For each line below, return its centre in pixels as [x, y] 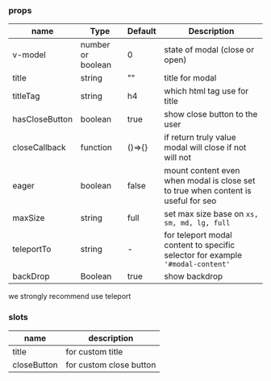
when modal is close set [210, 180]
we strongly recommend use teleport [70, 296]
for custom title [94, 351]
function [96, 147]
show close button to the [211, 114]
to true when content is [208, 191]
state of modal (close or [209, 50]
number [95, 45]
